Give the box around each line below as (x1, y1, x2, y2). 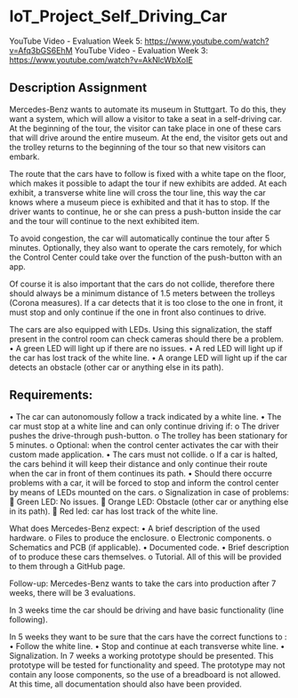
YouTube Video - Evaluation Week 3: (74, 44, 209, 55)
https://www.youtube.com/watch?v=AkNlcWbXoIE (9, 54, 193, 65)
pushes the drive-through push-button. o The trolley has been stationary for (9, 429, 288, 441)
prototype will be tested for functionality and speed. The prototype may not (9, 660, 286, 670)
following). (9, 614, 48, 624)
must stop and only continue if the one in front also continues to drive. (9, 307, 267, 317)
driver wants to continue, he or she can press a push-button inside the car (9, 206, 282, 217)
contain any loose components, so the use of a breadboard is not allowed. (9, 669, 281, 679)
